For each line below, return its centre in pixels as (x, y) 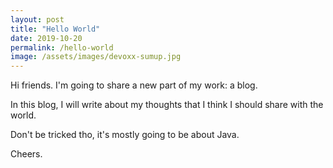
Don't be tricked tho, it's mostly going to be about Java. (125, 135)
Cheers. (26, 154)
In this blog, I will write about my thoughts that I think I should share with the (167, 105)
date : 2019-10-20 (46, 38)
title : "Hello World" (55, 29)
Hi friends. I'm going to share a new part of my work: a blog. (134, 85)
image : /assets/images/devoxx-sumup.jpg (96, 57)
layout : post (37, 19)
